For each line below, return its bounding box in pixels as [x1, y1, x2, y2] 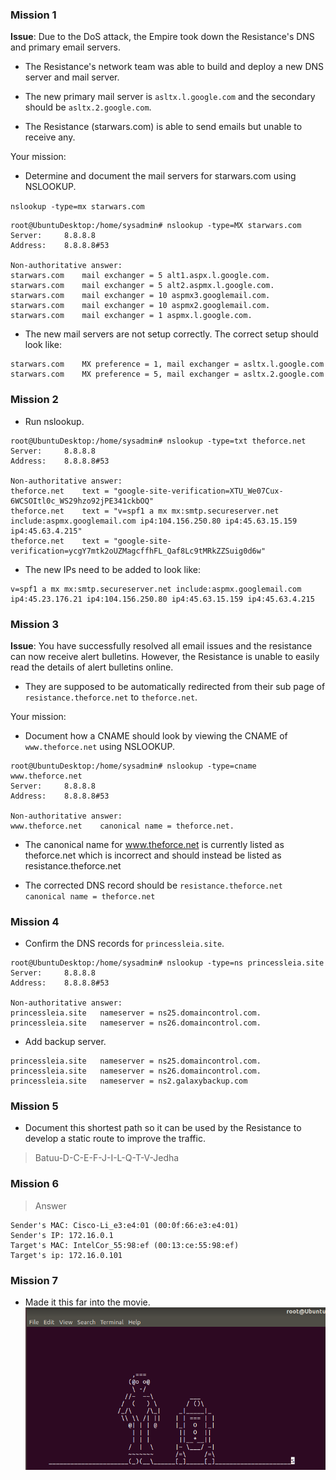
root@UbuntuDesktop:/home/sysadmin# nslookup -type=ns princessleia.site [10, 958, 325, 968]
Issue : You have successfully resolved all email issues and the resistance [10, 639, 313, 652]
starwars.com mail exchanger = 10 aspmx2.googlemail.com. [10, 301, 271, 311]
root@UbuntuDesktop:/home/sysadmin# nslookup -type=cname [10, 761, 257, 771]
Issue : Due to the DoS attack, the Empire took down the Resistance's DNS [10, 31, 315, 43]
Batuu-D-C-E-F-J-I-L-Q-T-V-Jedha [34, 1152, 180, 1164]
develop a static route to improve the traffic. [24, 1133, 206, 1145]
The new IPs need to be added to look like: [24, 563, 201, 575]
